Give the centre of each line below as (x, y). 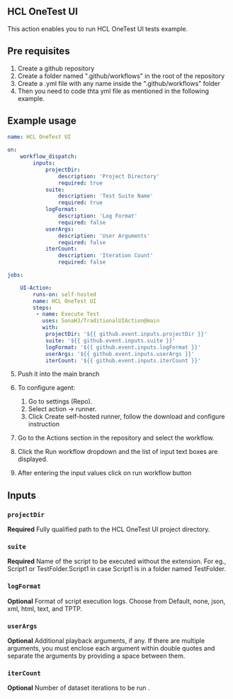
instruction (44, 424)
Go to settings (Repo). (60, 401)
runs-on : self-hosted (65, 294)
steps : (42, 308)
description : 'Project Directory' (109, 176)
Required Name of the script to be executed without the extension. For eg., (117, 561)
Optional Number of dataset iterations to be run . (79, 688)
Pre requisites (39, 52)
